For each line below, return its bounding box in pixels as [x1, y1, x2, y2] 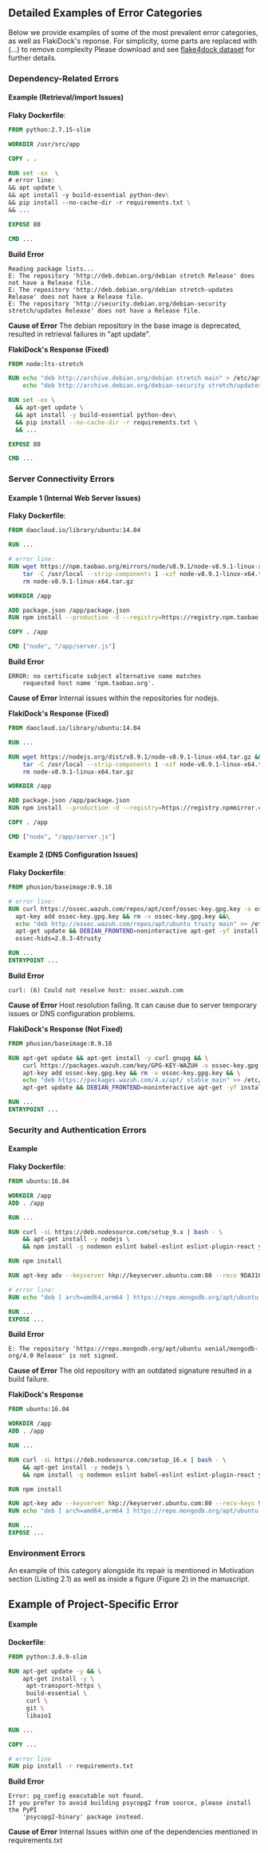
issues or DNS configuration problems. [8, 1008, 136, 1018]
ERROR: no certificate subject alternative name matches [8, 672, 202, 680]
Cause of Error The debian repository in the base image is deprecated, [8, 321, 242, 330]
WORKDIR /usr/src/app [8, 140, 81, 148]
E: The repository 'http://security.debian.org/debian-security [8, 299, 227, 308]
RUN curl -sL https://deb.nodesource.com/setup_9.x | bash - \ [8, 1228, 223, 1236]
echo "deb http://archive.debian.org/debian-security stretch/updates [22, 382, 262, 390]
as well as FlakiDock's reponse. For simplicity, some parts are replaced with [8, 36, 258, 45]
